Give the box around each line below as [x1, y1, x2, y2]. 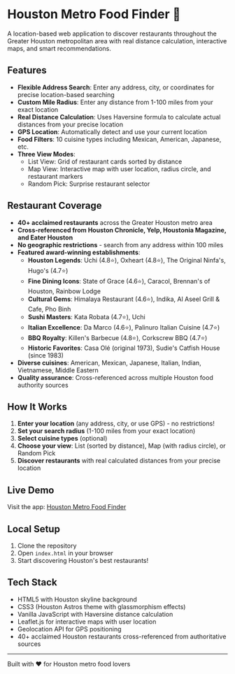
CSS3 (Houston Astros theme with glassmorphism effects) [17, 602, 186, 610]
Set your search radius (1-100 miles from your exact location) [17, 427, 196, 435]
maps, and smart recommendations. [7, 44, 112, 52]
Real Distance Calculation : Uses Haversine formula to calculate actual [17, 112, 221, 121]
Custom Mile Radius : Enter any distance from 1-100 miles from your [17, 98, 213, 106]
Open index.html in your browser [17, 549, 114, 557]
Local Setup [7, 523, 61, 535]
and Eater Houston [17, 233, 73, 242]
